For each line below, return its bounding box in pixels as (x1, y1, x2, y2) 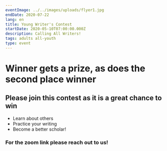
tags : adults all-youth (5, 36, 56, 41)
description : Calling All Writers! (5, 31, 81, 36)
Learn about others (12, 115, 54, 121)
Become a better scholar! (12, 126, 67, 132)
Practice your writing (12, 120, 57, 127)
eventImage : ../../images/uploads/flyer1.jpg (5, 7, 104, 13)
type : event (5, 41, 31, 46)
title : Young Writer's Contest (5, 21, 72, 27)
